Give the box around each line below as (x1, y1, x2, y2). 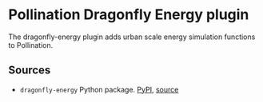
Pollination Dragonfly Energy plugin (8, 6, 249, 24)
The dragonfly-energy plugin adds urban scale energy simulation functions (8, 32, 256, 41)
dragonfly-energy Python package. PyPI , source (19, 84, 179, 94)
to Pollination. (8, 40, 54, 49)
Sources (8, 64, 51, 77)
